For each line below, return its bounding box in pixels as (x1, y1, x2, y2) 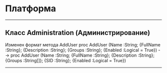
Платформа (5, 3, 56, 14)
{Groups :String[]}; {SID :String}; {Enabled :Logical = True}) (5, 57, 126, 63)
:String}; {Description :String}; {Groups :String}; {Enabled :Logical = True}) (5, 47, 158, 53)
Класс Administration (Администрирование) (5, 29, 151, 37)
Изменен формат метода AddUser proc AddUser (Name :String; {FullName (5, 41, 161, 47)
